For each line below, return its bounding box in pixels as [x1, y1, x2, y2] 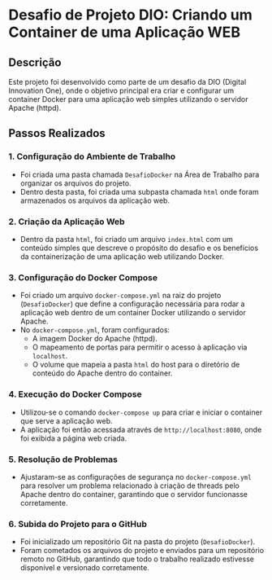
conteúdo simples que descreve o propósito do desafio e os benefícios [19, 243, 258, 253]
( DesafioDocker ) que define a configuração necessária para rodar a [19, 299, 245, 309]
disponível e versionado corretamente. [19, 563, 150, 573]
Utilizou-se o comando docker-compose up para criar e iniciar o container [19, 407, 262, 417]
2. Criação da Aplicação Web [8, 216, 125, 227]
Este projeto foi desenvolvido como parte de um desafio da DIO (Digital [8, 77, 247, 86]
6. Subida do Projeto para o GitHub [8, 518, 148, 529]
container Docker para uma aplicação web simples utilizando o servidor [8, 94, 249, 103]
